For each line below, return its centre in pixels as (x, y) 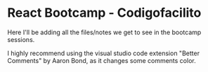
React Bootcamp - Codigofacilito (104, 13)
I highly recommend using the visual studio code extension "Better (104, 53)
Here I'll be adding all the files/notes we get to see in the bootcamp (104, 32)
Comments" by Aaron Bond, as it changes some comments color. (102, 60)
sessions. (21, 39)
